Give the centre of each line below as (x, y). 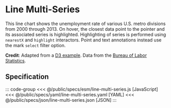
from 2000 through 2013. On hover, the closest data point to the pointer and (85, 29)
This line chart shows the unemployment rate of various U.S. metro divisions (86, 24)
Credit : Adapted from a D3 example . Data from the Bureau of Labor (76, 55)
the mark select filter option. (35, 45)
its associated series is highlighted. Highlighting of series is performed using (86, 34)
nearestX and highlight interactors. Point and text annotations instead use (83, 40)
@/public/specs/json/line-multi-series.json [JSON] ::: (61, 100)
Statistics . (16, 60)
